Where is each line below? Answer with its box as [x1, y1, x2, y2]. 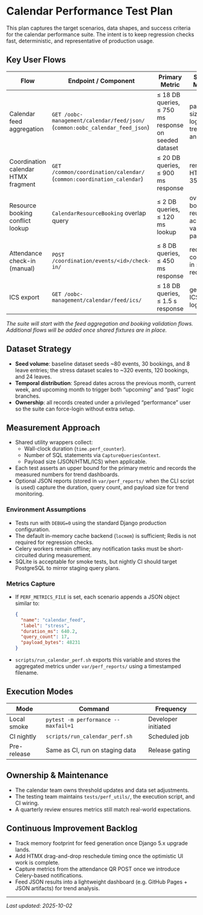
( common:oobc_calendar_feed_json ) [51, 123, 150, 132]
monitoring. [14, 490, 44, 498]
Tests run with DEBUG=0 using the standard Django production [14, 519, 167, 526]
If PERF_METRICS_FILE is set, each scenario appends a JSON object [14, 593, 180, 600]
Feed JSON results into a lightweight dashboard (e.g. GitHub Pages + [14, 878, 188, 885]
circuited [14, 551, 37, 558]
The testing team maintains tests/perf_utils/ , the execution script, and [14, 793, 195, 800]
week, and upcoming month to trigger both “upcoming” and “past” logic [14, 386, 195, 393]
